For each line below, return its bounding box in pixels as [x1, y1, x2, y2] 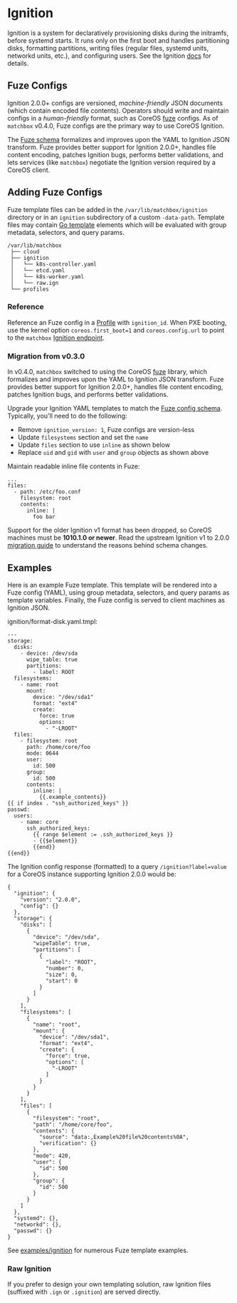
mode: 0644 [26, 750, 59, 757]
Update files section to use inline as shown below [17, 441, 171, 449]
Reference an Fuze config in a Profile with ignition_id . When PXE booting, [7, 318, 227, 326]
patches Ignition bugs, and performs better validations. [7, 391, 169, 399]
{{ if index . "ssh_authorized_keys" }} [7, 800, 130, 807]
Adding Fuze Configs [7, 186, 103, 198]
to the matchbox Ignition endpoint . [7, 333, 105, 342]
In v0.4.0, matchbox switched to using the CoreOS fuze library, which [7, 368, 208, 376]
